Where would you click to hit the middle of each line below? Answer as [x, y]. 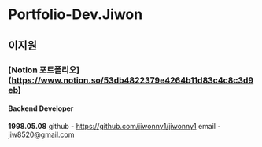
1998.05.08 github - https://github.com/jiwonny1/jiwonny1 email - [114, 126]
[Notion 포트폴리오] [44, 70]
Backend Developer [41, 108]
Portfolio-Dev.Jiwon [76, 15]
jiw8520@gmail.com [41, 134]
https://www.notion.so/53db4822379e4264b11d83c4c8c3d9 [133, 80]
